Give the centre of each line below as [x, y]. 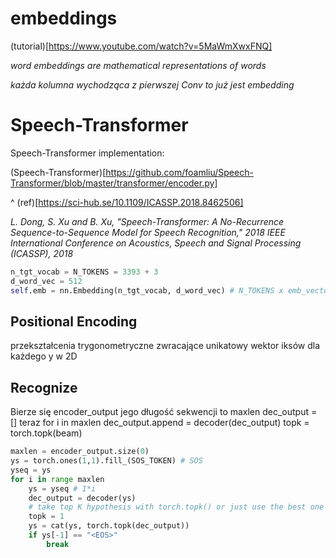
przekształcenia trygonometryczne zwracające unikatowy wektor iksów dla [165, 346]
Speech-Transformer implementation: [87, 153]
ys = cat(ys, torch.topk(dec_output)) [109, 526]
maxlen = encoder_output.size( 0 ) [80, 452]
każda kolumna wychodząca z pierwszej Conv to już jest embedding [152, 84]
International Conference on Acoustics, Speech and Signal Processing [156, 243]
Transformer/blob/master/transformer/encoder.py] [114, 183]
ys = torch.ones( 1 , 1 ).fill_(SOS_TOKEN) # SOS [106, 461]
